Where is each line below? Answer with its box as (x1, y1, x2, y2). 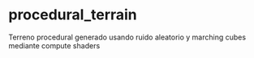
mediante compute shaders (8, 40, 101, 50)
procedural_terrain (8, 6, 138, 24)
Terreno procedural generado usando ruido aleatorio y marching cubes (8, 32, 246, 42)
